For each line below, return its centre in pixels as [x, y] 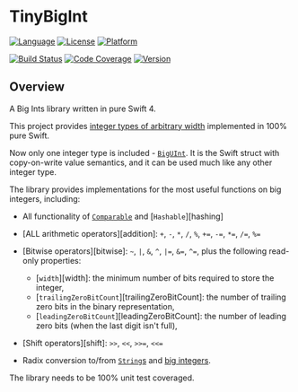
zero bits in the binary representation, [105, 306]
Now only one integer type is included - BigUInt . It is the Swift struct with [145, 152]
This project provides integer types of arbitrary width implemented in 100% [148, 126]
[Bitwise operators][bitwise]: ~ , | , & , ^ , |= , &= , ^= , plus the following [145, 251]
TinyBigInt [48, 17]
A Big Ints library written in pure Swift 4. [83, 109]
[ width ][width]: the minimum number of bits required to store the [155, 278]
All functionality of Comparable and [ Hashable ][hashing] [123, 216]
